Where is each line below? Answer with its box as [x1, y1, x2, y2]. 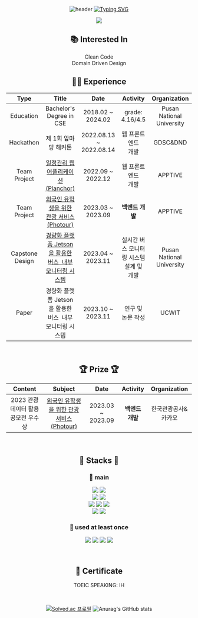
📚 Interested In [70, 34, 128, 44]
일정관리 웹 [45, 159, 75, 167]
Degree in [47, 111, 74, 120]
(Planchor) [45, 184, 75, 192]
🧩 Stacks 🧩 [79, 455, 119, 465]
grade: [124, 108, 143, 116]
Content [12, 385, 37, 393]
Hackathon [9, 138, 39, 146]
